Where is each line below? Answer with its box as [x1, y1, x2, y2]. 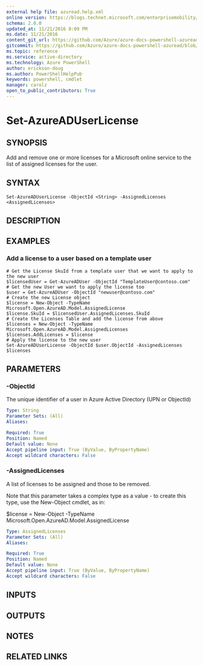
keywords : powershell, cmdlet [6, 76, 83, 82]
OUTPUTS [6, 610, 45, 621]
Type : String [6, 407, 39, 414]
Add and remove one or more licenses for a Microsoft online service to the [6, 154, 192, 161]
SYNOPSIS [6, 137, 48, 148]
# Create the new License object [6, 294, 91, 300]
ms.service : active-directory [6, 54, 83, 60]
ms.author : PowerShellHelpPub [6, 71, 83, 77]
